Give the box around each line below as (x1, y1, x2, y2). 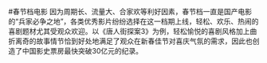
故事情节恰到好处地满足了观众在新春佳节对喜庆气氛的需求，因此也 (35, 36, 253, 46)
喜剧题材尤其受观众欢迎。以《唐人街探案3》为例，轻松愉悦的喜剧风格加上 (8, 27, 250, 35)
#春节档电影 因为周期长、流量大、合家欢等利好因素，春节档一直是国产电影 (8, 7, 253, 16)
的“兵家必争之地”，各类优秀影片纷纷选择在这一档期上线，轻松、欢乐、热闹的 (8, 17, 259, 26)
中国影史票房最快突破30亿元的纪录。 (22, 46, 143, 55)
